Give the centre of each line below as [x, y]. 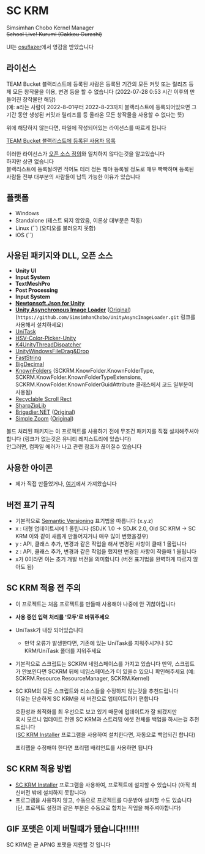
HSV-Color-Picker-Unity [46, 338]
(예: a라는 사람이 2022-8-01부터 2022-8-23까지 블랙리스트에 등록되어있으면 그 [102, 107]
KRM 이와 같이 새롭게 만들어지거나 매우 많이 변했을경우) [82, 536]
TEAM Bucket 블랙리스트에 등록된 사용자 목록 [61, 140]
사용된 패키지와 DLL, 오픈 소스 [60, 255]
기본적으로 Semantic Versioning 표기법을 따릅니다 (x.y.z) [84, 521]
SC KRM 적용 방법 [39, 769]
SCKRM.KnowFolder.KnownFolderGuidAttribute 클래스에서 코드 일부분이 [104, 384]
